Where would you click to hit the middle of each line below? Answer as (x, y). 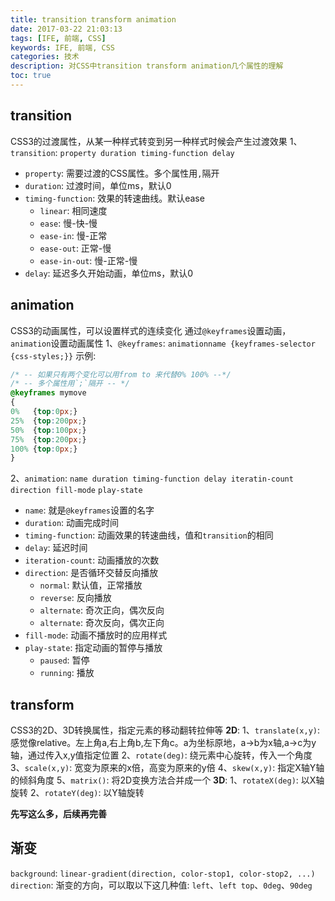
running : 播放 (67, 673)
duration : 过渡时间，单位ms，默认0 (98, 185)
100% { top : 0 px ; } (44, 449)
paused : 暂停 (64, 660)
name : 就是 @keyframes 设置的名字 (89, 510)
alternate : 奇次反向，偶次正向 (102, 623)
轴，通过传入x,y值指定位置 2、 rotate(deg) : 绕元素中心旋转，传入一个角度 (161, 755)
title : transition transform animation (93, 19)
